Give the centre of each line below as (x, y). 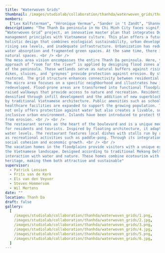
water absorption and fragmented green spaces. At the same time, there (81, 51)
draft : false (18, 202)
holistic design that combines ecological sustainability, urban (73, 42)
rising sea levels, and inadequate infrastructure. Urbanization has (78, 46)
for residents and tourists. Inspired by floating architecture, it (77, 128)
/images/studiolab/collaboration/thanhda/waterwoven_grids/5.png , (83, 234)
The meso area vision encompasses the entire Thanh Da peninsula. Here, (81, 60)
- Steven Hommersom (29, 184)
